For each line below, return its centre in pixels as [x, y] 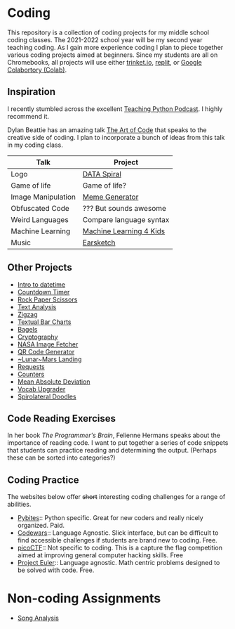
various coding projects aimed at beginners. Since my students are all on [113, 55]
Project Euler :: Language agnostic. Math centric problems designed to [119, 563]
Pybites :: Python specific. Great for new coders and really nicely [110, 518]
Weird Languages [40, 219]
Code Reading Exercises [61, 419]
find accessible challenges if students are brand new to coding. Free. [117, 540]
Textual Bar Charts [44, 322]
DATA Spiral [102, 174]
